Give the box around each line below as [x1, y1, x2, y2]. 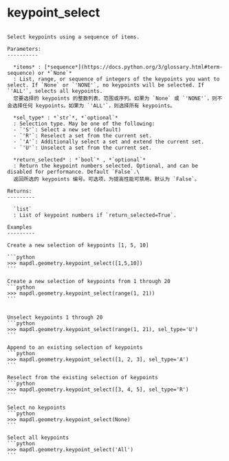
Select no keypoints [7, 404, 67, 411]
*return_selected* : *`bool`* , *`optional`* [13, 156, 146, 163]
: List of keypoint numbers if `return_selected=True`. [13, 212, 177, 218]
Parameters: [7, 45, 41, 52]
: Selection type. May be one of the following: [13, 120, 155, 127]
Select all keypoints [7, 434, 69, 441]
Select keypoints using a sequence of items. [7, 33, 140, 41]
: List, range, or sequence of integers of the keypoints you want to [13, 76, 220, 82]
